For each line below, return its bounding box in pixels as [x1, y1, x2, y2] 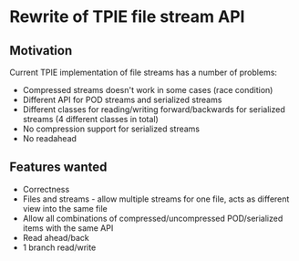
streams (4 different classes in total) [22, 114, 160, 124]
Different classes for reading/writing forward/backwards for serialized [22, 104, 285, 115]
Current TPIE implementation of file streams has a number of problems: [9, 67, 278, 78]
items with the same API [22, 222, 114, 234]
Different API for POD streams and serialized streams [22, 94, 222, 105]
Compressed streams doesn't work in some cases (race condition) [22, 85, 273, 95]
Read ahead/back [22, 232, 89, 243]
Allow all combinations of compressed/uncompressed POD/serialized [22, 213, 284, 224]
